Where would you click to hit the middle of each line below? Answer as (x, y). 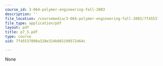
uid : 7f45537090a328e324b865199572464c (45, 41)
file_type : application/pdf (33, 23)
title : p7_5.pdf (21, 32)
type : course (18, 37)
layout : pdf (17, 28)
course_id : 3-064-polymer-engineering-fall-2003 (55, 9)
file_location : (20, 18)
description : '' (21, 14)
